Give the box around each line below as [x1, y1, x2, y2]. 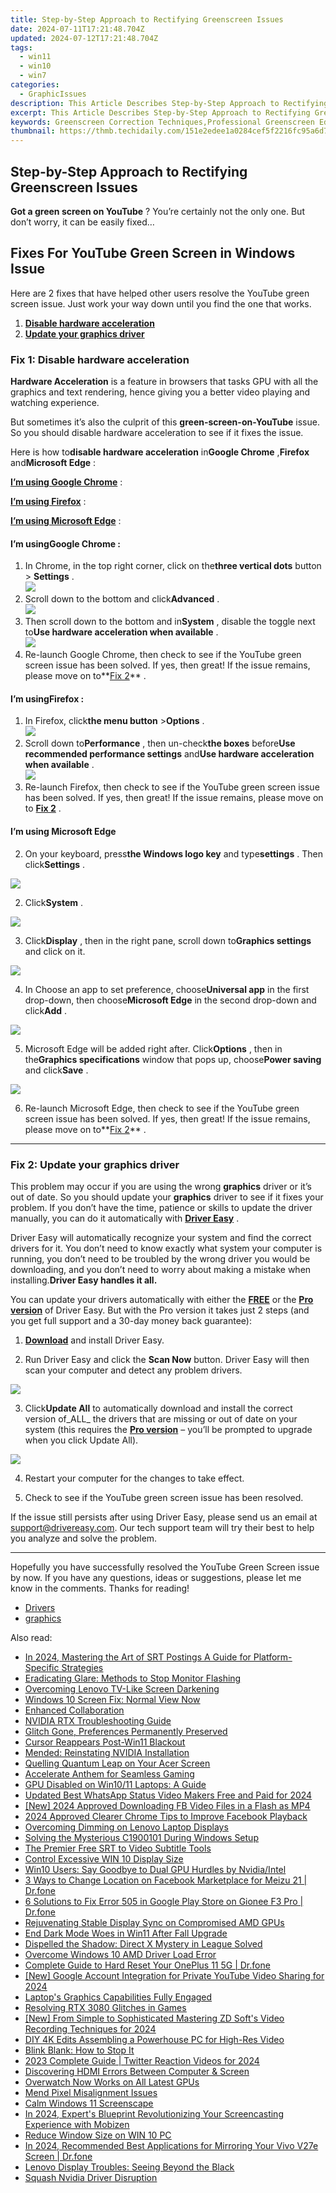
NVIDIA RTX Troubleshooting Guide [24, 1714, 172, 1726]
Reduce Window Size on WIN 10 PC [24, 2129, 172, 2141]
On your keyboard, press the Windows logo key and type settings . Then [24, 847, 323, 860]
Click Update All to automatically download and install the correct [24, 1402, 293, 1414]
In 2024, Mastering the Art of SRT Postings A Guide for [24, 1651, 252, 1663]
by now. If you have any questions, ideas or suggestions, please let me [10, 1571, 302, 1583]
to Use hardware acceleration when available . [24, 626, 219, 638]
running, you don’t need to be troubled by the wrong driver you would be [10, 1252, 311, 1265]
